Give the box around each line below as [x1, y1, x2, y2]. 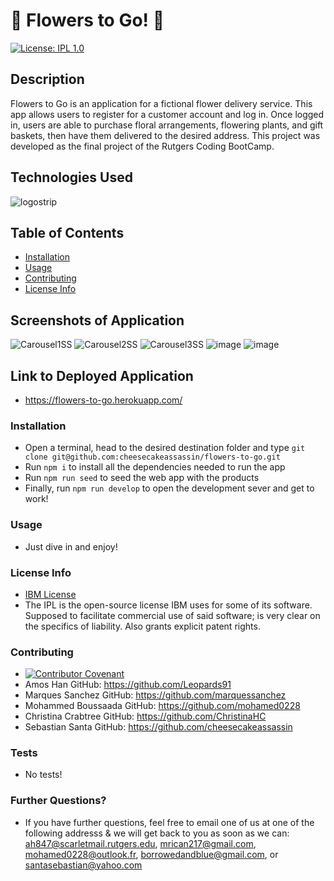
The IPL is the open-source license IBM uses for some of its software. [24, 599, 313, 611]
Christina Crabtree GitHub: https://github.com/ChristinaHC [24, 710, 267, 723]
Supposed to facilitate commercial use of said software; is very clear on [24, 609, 321, 621]
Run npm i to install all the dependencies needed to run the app [24, 461, 286, 473]
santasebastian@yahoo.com [24, 859, 143, 871]
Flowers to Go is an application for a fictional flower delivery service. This [10, 97, 313, 109]
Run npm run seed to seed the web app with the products [24, 472, 260, 484]
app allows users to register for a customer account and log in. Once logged [10, 108, 325, 120]
